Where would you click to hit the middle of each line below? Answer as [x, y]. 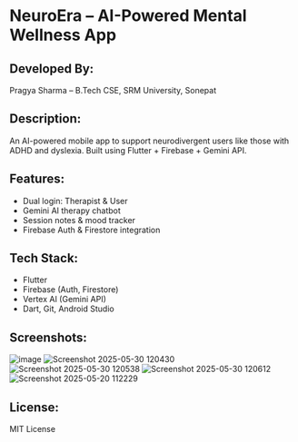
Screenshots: [49, 337]
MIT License [33, 429]
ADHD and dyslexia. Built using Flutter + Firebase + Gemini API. [128, 150]
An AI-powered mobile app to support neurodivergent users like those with [149, 141]
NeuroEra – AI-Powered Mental [128, 16]
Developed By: [52, 69]
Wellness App [63, 35]
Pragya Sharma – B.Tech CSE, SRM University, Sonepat [113, 90]
